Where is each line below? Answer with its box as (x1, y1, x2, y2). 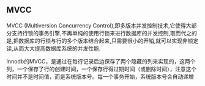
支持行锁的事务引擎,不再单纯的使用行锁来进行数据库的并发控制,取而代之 (11, 29, 192, 37)
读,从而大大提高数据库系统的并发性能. (6, 45, 101, 52)
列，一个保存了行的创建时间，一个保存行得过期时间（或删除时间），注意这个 (6, 65, 197, 73)
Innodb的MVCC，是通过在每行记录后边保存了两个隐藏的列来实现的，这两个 (6, 57, 196, 65)
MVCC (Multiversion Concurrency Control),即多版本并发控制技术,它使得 (6, 21, 187, 29)
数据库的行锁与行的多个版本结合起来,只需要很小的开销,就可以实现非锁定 (18, 37, 199, 45)
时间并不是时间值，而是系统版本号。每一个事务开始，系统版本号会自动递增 (6, 73, 194, 80)
